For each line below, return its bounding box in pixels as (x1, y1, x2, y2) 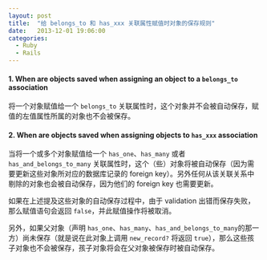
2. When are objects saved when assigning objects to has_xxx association (8, 130, 258, 140)
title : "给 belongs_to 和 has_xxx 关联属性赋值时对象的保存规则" (8, 19, 216, 27)
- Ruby (15, 42, 38, 50)
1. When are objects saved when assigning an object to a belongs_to (8, 74, 238, 83)
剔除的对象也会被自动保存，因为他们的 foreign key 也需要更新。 (8, 179, 218, 189)
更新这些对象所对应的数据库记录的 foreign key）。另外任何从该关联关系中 (14, 169, 255, 179)
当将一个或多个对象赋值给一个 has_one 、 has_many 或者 (8, 149, 186, 159)
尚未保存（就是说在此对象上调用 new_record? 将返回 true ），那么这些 (22, 234, 248, 243)
